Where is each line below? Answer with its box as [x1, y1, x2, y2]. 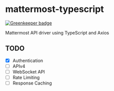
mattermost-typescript [5, 3, 104, 15]
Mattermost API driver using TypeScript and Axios [5, 29, 109, 35]
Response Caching [12, 80, 52, 86]
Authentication [12, 57, 43, 63]
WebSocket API [12, 68, 45, 74]
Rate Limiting [12, 74, 40, 80]
